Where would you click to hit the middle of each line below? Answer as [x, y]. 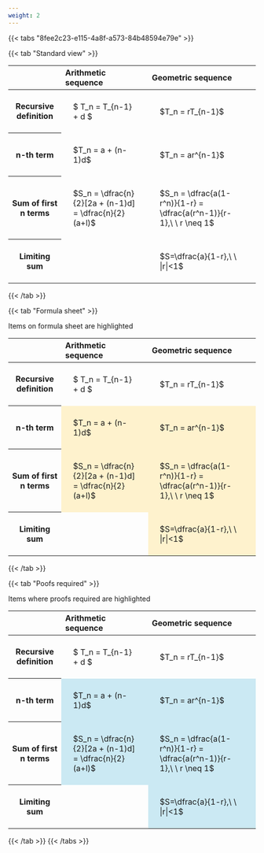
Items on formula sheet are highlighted [71, 326]
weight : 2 [24, 15]
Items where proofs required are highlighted [79, 599]
